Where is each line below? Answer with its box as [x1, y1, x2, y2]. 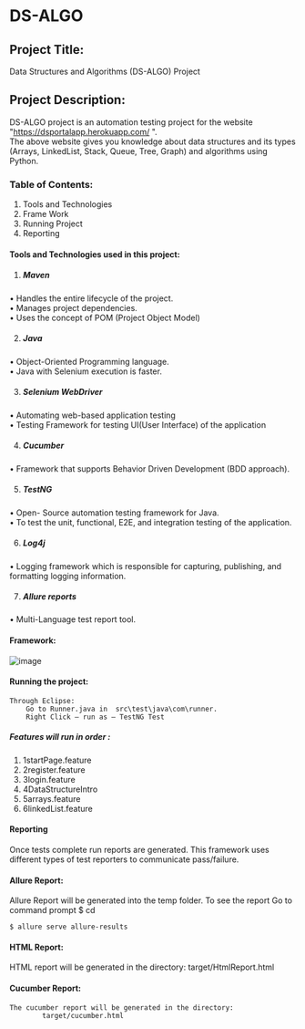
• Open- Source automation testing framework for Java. [9, 507, 220, 518]
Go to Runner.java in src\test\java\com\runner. [25, 704, 219, 713]
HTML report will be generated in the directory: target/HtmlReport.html [9, 961, 275, 972]
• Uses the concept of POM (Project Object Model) [9, 312, 200, 323]
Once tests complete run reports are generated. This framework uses [9, 845, 270, 856]
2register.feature [22, 764, 86, 775]
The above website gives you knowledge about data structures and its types [9, 136, 296, 147]
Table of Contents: [9, 178, 94, 191]
